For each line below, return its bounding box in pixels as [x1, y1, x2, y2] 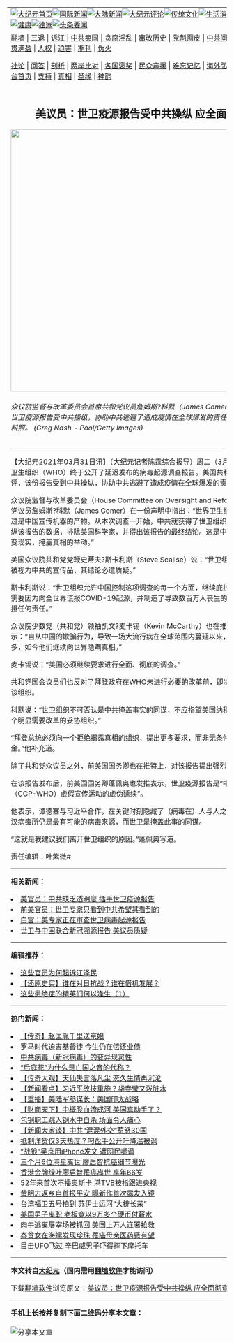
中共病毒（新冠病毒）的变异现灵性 [20, 1052, 132, 1062]
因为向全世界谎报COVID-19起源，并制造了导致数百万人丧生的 [24, 593, 228, 603]
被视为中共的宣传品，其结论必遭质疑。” [10, 565, 136, 575]
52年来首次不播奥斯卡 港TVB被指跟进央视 [20, 1178, 157, 1188]
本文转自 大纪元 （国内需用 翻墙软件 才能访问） [10, 1266, 158, 1276]
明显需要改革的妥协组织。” [17, 716, 102, 725]
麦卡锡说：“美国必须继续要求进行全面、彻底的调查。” [10, 660, 181, 669]
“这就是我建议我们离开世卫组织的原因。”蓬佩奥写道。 [10, 834, 181, 844]
